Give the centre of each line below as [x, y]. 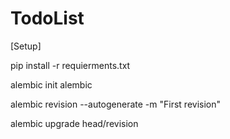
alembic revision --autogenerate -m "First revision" [116, 104]
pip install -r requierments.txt [70, 65]
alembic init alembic [51, 84]
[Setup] [26, 46]
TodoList [47, 18]
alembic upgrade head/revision [74, 123]
